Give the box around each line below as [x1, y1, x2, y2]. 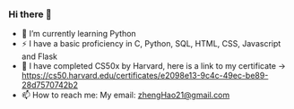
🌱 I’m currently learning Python [21, 29, 136, 39]
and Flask [21, 51, 58, 62]
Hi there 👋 [8, 8, 53, 21]
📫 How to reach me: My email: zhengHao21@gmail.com [21, 89, 230, 101]
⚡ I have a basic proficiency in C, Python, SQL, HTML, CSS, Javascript [21, 38, 281, 49]
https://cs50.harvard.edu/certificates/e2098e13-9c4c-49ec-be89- [21, 71, 269, 81]
